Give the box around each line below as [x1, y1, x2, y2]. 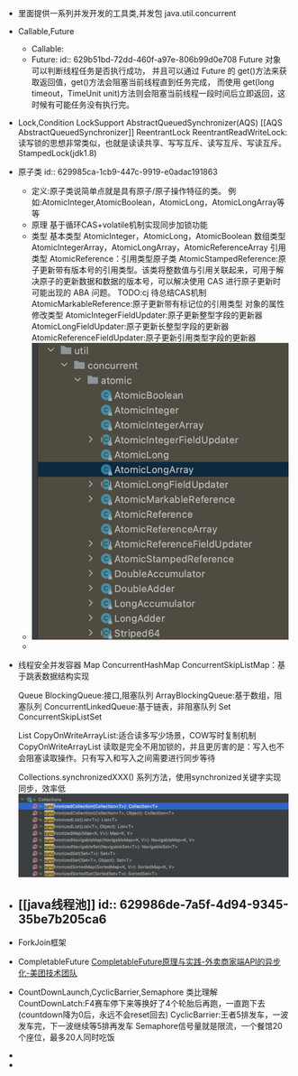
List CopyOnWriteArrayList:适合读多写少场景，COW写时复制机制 [17, 730, 257, 741]
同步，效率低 [17, 784, 66, 794]
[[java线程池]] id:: [17, 897, 117, 913]
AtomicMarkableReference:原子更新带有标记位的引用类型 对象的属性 [31, 299, 285, 309]
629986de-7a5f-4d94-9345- [119, 897, 289, 913]
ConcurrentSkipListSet [17, 711, 103, 722]
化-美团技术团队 [17, 967, 78, 978]
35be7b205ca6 [17, 912, 107, 927]
